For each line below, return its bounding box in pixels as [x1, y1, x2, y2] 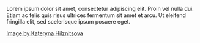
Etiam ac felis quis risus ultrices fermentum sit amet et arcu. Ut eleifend [6, 12, 187, 19]
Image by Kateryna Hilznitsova [6, 30, 84, 37]
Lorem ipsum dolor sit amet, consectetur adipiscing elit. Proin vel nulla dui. [6, 5, 194, 12]
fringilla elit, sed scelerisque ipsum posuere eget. [6, 18, 130, 25]
